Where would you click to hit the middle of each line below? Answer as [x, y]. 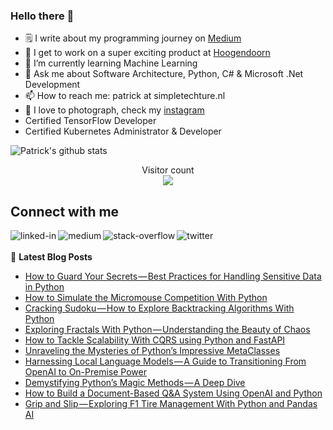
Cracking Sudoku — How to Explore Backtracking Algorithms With [159, 308]
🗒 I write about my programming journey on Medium [133, 38]
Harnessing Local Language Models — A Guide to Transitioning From [165, 361]
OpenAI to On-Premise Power [85, 372]
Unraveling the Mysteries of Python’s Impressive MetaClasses [152, 351]
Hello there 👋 [42, 16]
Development [52, 85]
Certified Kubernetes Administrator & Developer [123, 131]
